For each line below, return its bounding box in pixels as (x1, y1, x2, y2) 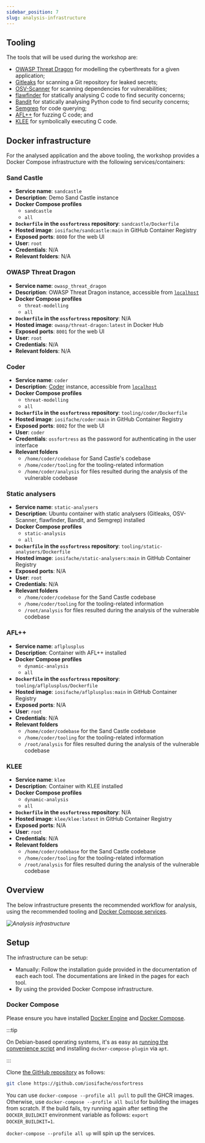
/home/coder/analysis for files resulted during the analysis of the (24, 468, 188, 475)
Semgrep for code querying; (15, 105, 87, 112)
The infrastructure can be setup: (6, 953, 88, 961)
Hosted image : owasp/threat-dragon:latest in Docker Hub (15, 321, 164, 328)
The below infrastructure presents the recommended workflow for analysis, (6, 901, 197, 909)
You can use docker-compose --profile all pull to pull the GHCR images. (6, 1091, 195, 1099)
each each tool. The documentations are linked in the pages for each (15, 972, 190, 979)
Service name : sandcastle (15, 188, 82, 195)
